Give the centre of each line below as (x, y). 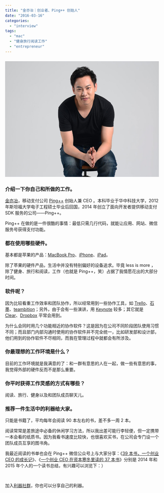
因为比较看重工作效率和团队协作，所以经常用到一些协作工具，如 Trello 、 (78, 303)
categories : (17, 21)
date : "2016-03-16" (25, 15)
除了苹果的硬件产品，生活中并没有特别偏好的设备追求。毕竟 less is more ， (80, 265)
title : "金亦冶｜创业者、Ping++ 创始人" (43, 10)
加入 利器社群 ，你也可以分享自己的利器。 (46, 486)
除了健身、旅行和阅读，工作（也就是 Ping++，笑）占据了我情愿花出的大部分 (81, 271)
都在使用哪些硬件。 (28, 243)
